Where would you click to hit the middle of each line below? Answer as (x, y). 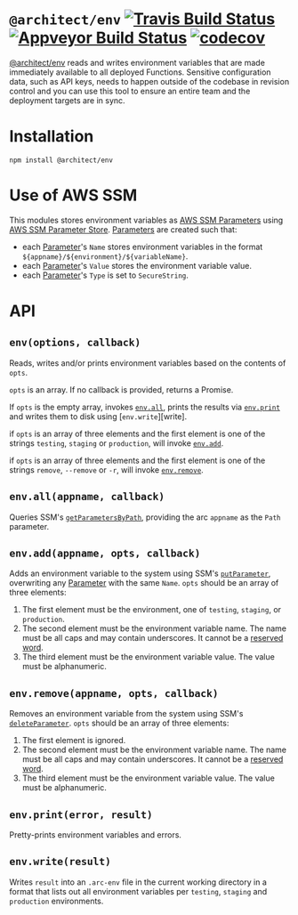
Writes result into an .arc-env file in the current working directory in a (138, 882)
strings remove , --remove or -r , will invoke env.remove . (107, 470)
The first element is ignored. (74, 741)
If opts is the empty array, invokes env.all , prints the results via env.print (145, 407)
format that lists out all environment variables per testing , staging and (138, 891)
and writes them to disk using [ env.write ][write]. (98, 416)
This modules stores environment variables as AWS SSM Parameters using (146, 220)
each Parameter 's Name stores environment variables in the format (142, 247)
